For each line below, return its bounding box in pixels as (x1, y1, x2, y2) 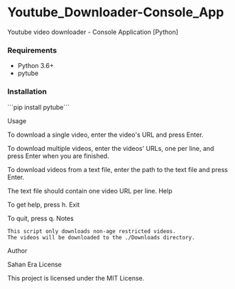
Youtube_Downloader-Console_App (7, 4, 224, 21)
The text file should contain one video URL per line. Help (7, 186, 173, 195)
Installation (7, 86, 48, 96)
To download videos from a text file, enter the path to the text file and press (7, 165, 229, 174)
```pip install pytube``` (7, 103, 70, 111)
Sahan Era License (7, 260, 62, 268)
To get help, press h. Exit (7, 200, 80, 209)
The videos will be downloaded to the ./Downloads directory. (7, 234, 195, 241)
